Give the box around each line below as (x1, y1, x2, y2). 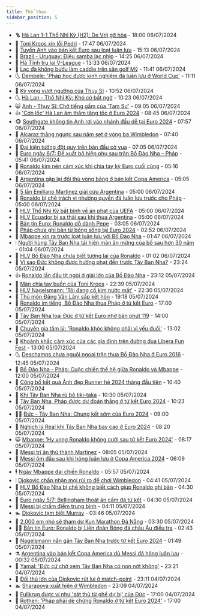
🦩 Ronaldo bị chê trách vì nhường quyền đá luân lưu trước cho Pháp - (14, 194, 186, 202)
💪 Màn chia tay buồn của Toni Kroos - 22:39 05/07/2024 (14, 280, 155, 287)
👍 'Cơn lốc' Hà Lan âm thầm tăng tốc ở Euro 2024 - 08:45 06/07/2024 (14, 109, 191, 116)
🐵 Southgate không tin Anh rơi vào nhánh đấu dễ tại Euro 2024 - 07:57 (14, 118, 192, 125)
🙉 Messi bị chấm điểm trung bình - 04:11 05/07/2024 (14, 502, 146, 510)
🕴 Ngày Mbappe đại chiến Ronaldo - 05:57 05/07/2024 (14, 468, 150, 475)
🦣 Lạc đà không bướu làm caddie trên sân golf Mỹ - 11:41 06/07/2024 (14, 65, 186, 73)
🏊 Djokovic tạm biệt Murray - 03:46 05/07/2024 (14, 509, 136, 516)
